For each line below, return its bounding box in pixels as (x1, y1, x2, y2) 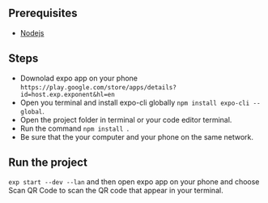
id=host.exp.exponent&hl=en (19, 90, 115, 98)
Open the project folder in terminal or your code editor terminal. (19, 114, 232, 124)
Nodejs (19, 28, 45, 37)
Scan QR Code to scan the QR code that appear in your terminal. (8, 186, 224, 196)
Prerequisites (8, 6, 78, 20)
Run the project (8, 156, 87, 170)
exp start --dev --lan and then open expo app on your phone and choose (8, 177, 260, 187)
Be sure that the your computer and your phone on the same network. (19, 132, 253, 141)
